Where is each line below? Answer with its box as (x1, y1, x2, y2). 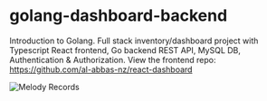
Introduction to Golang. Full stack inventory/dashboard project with (9, 35, 259, 46)
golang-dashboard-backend (9, 5, 228, 26)
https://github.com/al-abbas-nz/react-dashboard (9, 64, 193, 75)
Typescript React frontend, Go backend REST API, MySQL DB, (9, 44, 242, 55)
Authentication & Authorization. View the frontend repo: (9, 54, 216, 65)
